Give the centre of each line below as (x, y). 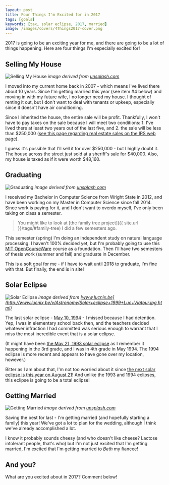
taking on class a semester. (34, 213)
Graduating (23, 175)
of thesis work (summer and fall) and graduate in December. (68, 254)
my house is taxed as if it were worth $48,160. (53, 159)
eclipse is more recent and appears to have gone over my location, (75, 354)
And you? (21, 465)
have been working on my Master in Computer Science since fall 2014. (79, 202)
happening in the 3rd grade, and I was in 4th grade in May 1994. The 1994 (82, 349)
